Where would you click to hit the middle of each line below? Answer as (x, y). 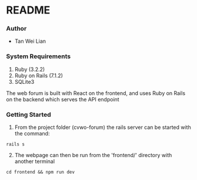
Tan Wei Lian (30, 41)
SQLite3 (24, 81)
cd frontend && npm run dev (41, 172)
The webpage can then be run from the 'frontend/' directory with (93, 155)
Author (16, 29)
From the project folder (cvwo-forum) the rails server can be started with (103, 127)
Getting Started (29, 114)
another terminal (34, 161)
